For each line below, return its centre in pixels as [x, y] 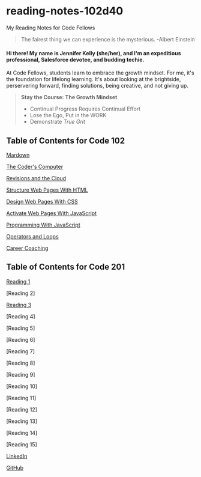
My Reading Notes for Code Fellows [51, 28]
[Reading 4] [21, 316]
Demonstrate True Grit [58, 122]
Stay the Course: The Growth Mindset [69, 97]
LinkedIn [17, 456]
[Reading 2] [21, 293]
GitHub [15, 467]
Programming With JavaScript [43, 225]
